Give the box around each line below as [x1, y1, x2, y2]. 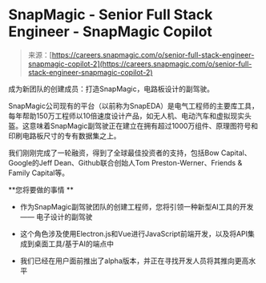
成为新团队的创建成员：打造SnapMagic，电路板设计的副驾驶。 [8, 84, 215, 94]
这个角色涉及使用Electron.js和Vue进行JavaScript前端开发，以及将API [19, 229, 248, 238]
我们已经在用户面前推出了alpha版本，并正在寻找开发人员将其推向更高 [19, 256, 249, 265]
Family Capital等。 [8, 168, 70, 177]
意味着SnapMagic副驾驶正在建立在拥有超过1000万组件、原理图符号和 [29, 121, 259, 130]
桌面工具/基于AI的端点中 [34, 238, 115, 249]
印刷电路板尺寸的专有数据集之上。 [8, 130, 121, 141]
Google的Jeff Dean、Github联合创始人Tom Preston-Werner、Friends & [8, 157, 243, 167]
